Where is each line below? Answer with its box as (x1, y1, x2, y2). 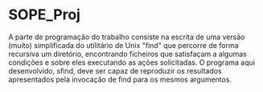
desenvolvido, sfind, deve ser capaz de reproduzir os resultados (8, 66, 223, 75)
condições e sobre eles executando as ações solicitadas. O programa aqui (8, 58, 256, 67)
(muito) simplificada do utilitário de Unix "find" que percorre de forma (8, 40, 239, 50)
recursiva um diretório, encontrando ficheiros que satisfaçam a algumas (8, 49, 247, 58)
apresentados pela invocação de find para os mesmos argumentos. (8, 74, 232, 84)
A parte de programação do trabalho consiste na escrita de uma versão (8, 32, 245, 42)
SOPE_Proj (8, 6, 80, 24)
